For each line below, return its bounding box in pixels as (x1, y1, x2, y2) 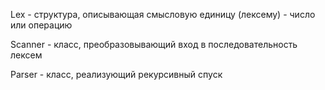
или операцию (10, 19, 73, 31)
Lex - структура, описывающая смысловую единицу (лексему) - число (10, 9, 316, 20)
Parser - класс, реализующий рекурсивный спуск (10, 69, 223, 80)
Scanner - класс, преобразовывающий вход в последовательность (10, 39, 298, 50)
